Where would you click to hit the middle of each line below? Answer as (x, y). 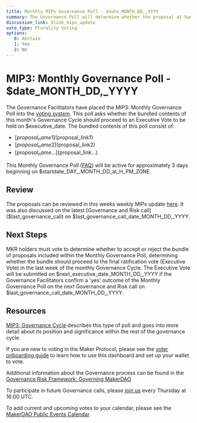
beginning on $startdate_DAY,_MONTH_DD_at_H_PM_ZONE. (79, 172)
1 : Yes (22, 45)
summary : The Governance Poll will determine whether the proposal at (94, 17)
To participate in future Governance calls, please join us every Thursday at (96, 390)
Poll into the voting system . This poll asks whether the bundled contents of (96, 113)
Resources (26, 311)
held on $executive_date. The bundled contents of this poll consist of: (90, 126)
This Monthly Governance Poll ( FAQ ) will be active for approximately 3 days (97, 165)
